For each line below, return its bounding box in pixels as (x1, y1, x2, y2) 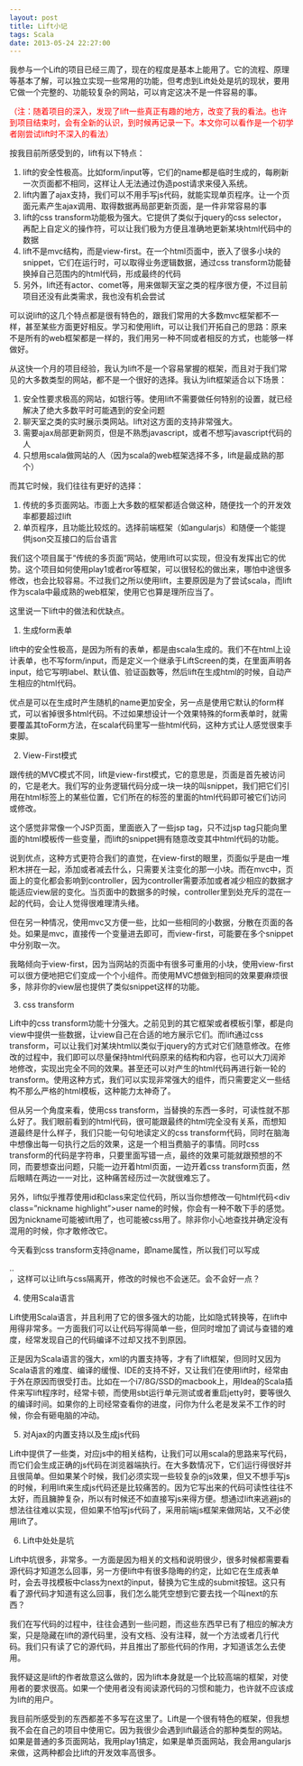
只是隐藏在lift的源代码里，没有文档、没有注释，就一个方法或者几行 (24, 1630, 272, 1641)
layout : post (9, 13, 59, 23)
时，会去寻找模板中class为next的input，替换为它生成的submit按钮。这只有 (9, 1576, 287, 1588)
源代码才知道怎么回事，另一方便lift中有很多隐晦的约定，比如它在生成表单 (9, 1566, 280, 1576)
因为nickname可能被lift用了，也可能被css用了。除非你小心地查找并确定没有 (9, 1215, 289, 1225)
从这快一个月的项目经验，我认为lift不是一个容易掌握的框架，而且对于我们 (9, 363, 280, 374)
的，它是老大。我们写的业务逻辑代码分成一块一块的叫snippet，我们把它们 (9, 781, 282, 791)
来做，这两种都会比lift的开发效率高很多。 (9, 1747, 161, 1758)
